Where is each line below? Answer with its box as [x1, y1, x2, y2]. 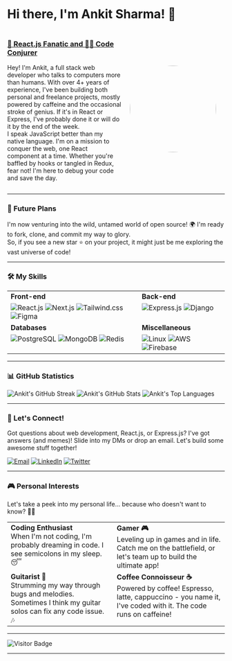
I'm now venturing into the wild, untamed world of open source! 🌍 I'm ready [7, 220, 224, 228]
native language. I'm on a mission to [7, 137, 110, 146]
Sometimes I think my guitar [10, 597, 101, 607]
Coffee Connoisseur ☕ [116, 572, 193, 581]
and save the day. [7, 174, 57, 182]
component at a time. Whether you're [7, 152, 114, 160]
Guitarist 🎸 [10, 572, 47, 581]
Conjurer [7, 48, 38, 58]
